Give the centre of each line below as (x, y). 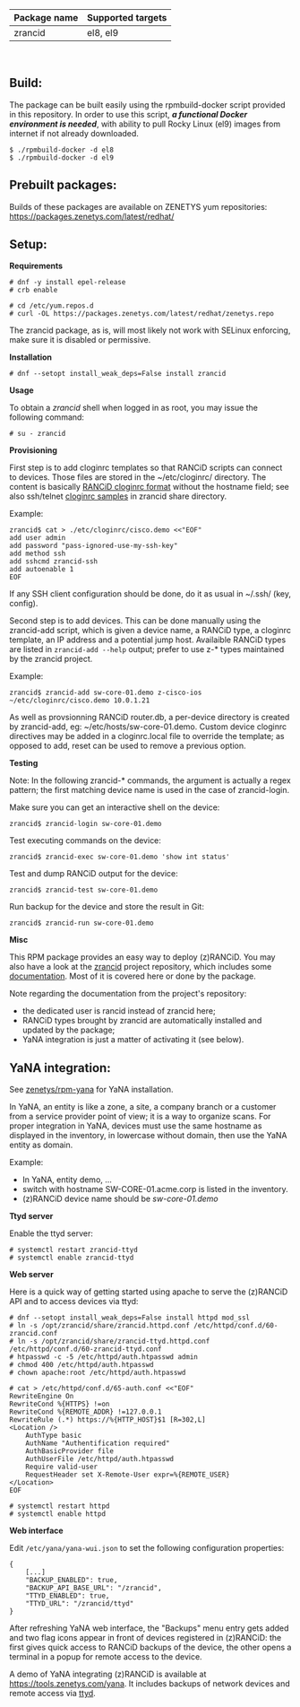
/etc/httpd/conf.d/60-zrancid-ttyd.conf (86, 1349)
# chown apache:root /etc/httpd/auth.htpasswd (98, 1373)
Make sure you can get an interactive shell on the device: (115, 807)
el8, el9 (103, 33)
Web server (31, 1275)
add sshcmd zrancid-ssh (54, 562)
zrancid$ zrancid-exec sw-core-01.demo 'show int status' (120, 857)
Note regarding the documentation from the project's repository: (128, 994)
